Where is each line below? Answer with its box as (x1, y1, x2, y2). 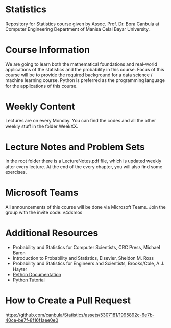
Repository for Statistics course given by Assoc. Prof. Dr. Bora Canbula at (5, 20, 160, 27)
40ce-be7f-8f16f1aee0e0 (5, 317, 59, 323)
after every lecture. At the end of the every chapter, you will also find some (5, 163, 163, 170)
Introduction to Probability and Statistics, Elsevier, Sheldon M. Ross (12, 255, 154, 261)
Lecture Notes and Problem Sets (5, 141, 145, 152)
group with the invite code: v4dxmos (5, 209, 83, 215)
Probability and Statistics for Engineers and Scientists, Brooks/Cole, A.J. (12, 260, 165, 266)
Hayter (12, 265, 27, 272)
